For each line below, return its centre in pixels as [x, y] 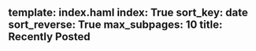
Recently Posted [49, 37]
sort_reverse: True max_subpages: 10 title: [115, 25]
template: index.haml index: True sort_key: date [128, 13]
